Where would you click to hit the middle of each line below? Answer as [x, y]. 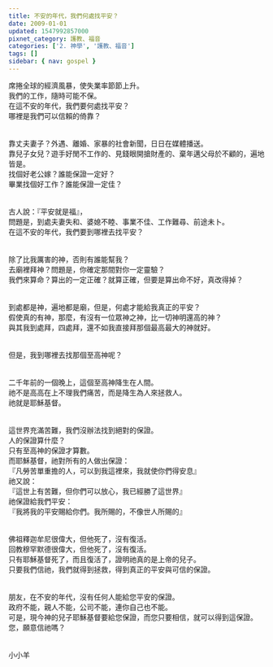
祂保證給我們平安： [41, 501]
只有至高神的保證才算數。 [51, 450]
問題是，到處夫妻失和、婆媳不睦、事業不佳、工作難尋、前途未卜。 [119, 221]
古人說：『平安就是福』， [48, 211]
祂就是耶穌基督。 [37, 403]
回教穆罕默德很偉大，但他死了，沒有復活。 [80, 549]
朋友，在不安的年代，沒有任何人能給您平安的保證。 [94, 597]
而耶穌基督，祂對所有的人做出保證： [69, 460]
